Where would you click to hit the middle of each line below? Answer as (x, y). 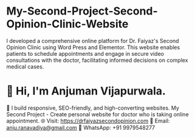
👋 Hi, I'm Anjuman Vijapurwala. (86, 91)
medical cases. (25, 66)
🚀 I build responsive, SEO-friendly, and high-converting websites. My (93, 108)
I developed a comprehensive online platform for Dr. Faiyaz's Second (93, 41)
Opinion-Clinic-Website (67, 24)
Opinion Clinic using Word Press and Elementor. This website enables (93, 47)
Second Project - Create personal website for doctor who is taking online (98, 114)
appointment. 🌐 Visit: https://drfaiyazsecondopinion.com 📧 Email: (88, 121)
